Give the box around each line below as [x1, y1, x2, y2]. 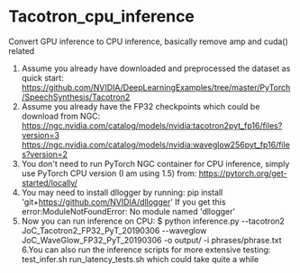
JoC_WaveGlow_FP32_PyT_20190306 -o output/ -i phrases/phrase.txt [21, 234, 282, 245]
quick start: [21, 72, 64, 83]
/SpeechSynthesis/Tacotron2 [21, 92, 131, 102]
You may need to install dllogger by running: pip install [21, 187, 223, 198]
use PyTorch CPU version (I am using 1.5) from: [21, 168, 197, 179]
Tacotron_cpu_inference [8, 6, 195, 27]
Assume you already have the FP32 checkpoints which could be [21, 101, 260, 111]
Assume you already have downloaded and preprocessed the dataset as [21, 63, 291, 74]
